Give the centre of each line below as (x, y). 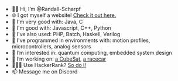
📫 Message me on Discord (44, 72)
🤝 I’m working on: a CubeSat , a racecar (59, 59)
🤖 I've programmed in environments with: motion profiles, (81, 40)
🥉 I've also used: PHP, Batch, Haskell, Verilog (66, 34)
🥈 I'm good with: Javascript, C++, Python (61, 28)
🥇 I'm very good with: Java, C (47, 22)
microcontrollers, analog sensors (51, 46)
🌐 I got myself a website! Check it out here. (64, 15)
